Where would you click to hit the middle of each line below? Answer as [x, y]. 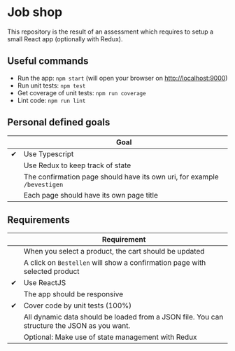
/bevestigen [43, 184]
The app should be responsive [73, 294]
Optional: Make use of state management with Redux [110, 337]
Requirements [38, 220]
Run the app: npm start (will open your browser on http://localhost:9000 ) [122, 78]
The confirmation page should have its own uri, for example [121, 177]
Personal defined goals [59, 122]
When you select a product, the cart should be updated [114, 252]
